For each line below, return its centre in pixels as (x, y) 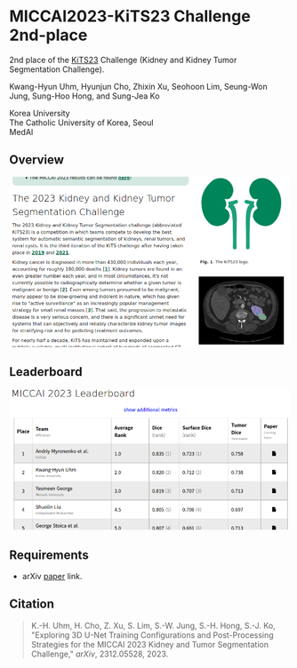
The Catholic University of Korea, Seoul (81, 123)
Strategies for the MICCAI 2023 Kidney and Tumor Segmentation (150, 644)
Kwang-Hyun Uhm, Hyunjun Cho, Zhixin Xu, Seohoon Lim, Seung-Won (139, 86)
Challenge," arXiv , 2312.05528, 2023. (100, 654)
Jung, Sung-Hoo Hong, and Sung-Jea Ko (84, 96)
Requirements (49, 555)
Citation (32, 604)
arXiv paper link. (52, 576)
